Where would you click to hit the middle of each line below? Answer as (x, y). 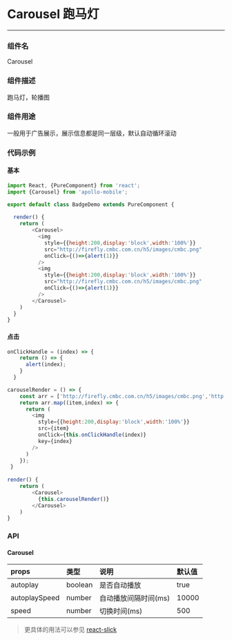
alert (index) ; (46, 365)
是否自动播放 (120, 585)
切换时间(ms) (121, 611)
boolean (80, 585)
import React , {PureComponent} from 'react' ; (74, 185)
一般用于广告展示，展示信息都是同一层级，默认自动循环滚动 (92, 133)
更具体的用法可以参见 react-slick (70, 630)
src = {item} (54, 429)
